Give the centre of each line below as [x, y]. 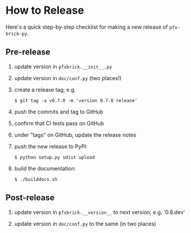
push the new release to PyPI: [51, 146]
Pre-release [28, 52]
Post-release [30, 198]
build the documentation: [45, 168]
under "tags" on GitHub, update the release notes [75, 134]
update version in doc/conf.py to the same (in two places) [85, 223]
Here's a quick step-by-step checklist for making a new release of [87, 27]
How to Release [45, 10]
